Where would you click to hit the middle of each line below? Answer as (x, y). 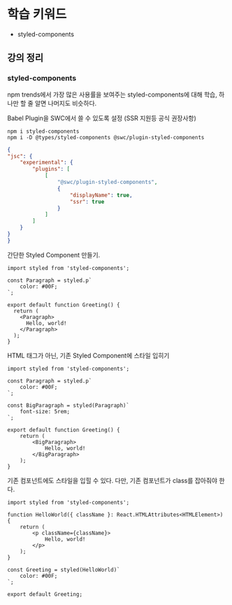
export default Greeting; (45, 594)
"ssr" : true (87, 201)
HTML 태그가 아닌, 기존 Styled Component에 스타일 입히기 (88, 355)
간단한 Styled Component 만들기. (54, 255)
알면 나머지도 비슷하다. (66, 103)
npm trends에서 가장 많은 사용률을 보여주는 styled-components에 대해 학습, (113, 94)
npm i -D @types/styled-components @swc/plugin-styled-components (106, 137)
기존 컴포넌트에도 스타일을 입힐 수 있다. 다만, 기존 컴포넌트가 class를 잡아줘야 (113, 481)
